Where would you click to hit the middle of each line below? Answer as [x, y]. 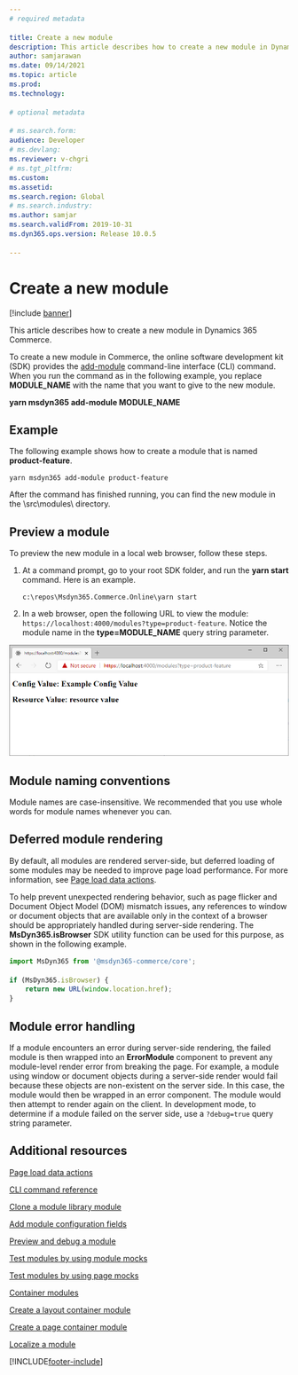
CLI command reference [54, 1190]
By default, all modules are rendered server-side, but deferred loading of [142, 860]
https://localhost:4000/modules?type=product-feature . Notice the [145, 623]
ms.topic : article [43, 75]
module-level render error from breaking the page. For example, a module [144, 1067]
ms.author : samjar [43, 216]
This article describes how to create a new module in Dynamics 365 [133, 330]
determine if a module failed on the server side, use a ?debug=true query [141, 1114]
